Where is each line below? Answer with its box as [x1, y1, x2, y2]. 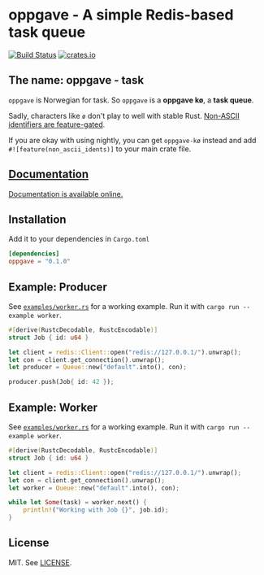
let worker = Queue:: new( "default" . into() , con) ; [8, 484, 180, 492]
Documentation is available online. [8, 189, 123, 198]
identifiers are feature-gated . [8, 120, 106, 129]
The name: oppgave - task [8, 73, 145, 87]
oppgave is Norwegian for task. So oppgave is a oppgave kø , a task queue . [8, 95, 254, 105]
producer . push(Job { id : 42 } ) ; [8, 378, 115, 386]
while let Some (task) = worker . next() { [8, 499, 148, 507]
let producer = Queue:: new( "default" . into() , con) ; [8, 364, 187, 372]
